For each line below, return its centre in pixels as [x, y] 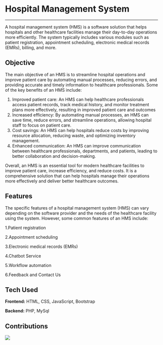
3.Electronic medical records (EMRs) [41, 246]
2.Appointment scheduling [32, 237]
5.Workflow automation [28, 265]
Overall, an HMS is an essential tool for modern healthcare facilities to [75, 165]
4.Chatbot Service [23, 256]
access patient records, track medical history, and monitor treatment [81, 104]
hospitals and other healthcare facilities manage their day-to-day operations [81, 32]
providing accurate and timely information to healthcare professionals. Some [81, 85]
